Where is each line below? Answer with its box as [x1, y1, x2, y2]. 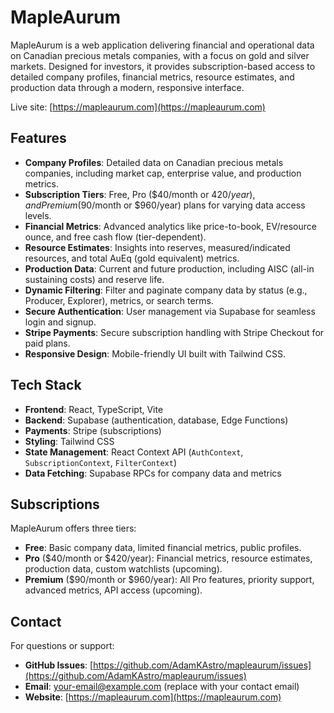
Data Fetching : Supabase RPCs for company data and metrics [24, 467, 282, 479]
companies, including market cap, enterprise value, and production [24, 167, 302, 179]
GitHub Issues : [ [24, 659, 94, 671]
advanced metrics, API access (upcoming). [24, 584, 203, 596]
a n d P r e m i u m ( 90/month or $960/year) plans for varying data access [24, 199, 306, 211]
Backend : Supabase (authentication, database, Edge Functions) [24, 414, 289, 426]
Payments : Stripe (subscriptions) [24, 424, 162, 436]
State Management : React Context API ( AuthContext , [24, 446, 244, 458]
